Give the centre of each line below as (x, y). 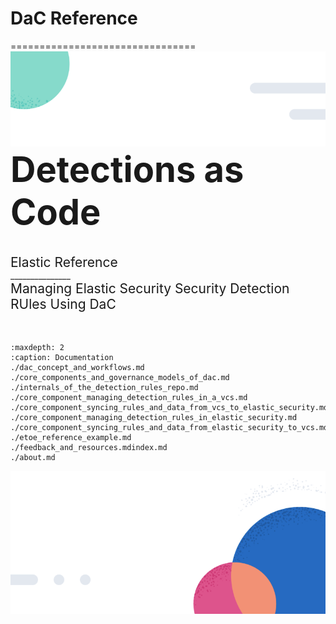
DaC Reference (74, 18)
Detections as (127, 169)
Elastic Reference (64, 262)
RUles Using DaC (63, 304)
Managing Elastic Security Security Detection (150, 288)
